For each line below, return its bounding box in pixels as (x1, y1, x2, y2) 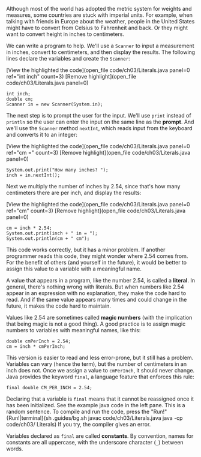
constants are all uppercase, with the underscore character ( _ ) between (6, 439, 184, 446)
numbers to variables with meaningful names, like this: (6, 327, 141, 333)
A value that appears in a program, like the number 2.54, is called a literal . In (6, 277, 195, 284)
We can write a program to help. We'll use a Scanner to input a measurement (6, 42, 194, 49)
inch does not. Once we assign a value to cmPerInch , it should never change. (6, 367, 195, 374)
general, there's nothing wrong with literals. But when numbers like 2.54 (6, 283, 184, 290)
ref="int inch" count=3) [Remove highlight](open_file (6, 73, 137, 80)
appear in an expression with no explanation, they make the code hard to (6, 290, 187, 296)
